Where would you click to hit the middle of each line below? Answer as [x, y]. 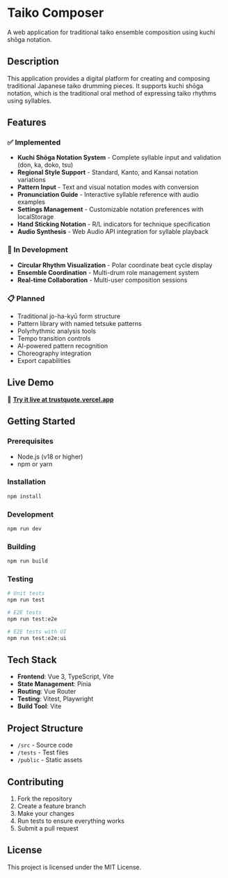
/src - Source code [45, 745]
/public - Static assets [50, 760]
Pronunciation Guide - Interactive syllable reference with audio [108, 195]
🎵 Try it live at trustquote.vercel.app [60, 399]
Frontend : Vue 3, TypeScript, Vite [65, 677]
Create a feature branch [51, 806]
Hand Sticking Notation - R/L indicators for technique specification [114, 224]
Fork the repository [45, 799]
